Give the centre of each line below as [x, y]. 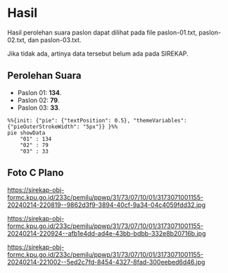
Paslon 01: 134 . [39, 92]
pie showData [26, 133]
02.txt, [17, 39]
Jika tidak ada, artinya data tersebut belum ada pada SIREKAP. [98, 53]
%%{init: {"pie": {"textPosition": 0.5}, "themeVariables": [97, 120]
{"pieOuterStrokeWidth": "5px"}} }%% [63, 127]
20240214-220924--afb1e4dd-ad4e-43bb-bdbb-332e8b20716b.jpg [107, 233]
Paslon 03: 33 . [39, 108]
